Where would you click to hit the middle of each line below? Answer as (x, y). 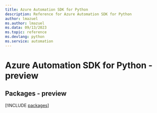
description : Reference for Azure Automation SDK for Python (69, 14)
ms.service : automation (29, 41)
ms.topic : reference (26, 32)
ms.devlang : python (25, 37)
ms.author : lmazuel (25, 23)
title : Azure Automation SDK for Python (47, 9)
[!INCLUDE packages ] (27, 105)
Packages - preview (36, 94)
